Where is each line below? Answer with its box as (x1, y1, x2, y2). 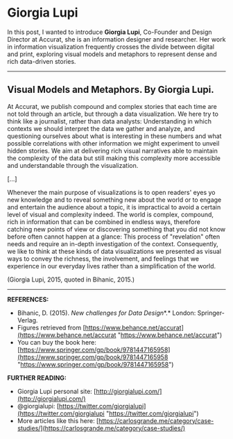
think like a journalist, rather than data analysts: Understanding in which (7, 117, 212, 126)
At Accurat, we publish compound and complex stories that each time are (7, 102, 217, 110)
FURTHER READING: (7, 373, 67, 382)
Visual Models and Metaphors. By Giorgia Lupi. (7, 84, 214, 96)
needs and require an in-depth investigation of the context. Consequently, (7, 239, 218, 248)
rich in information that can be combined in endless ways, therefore (7, 217, 201, 226)
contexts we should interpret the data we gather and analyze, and (7, 124, 196, 132)
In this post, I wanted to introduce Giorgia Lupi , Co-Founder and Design (7, 28, 213, 36)
